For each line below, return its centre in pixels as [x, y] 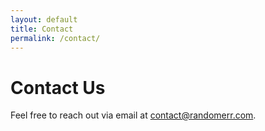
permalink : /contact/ [55, 38]
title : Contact [42, 29]
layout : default [44, 19]
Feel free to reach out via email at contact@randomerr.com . [133, 115]
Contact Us [58, 87]
